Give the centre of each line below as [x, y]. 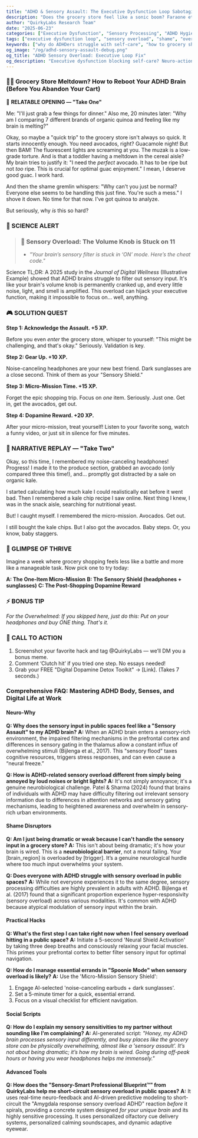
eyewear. [17, 1129]
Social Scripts [24, 1014]
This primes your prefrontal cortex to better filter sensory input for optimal [96, 953]
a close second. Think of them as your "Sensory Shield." [75, 375]
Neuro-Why [21, 713]
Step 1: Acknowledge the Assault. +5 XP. [57, 328]
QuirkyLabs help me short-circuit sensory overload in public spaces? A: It [99, 1091]
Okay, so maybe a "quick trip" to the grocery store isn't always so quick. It [96, 137]
